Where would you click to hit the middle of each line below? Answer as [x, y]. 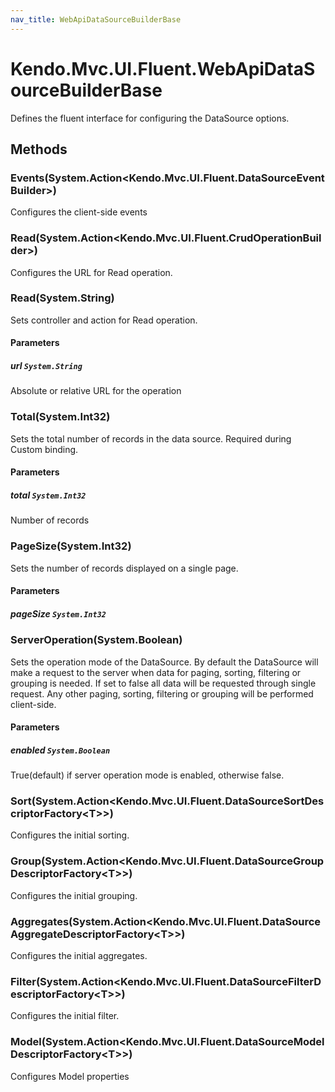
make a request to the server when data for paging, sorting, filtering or [156, 672]
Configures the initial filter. [65, 1016]
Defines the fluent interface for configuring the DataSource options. [150, 118]
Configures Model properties [70, 1076]
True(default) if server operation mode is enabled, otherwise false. [147, 775]
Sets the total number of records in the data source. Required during [151, 438]
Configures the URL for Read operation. [91, 272]
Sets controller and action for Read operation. [104, 320]
